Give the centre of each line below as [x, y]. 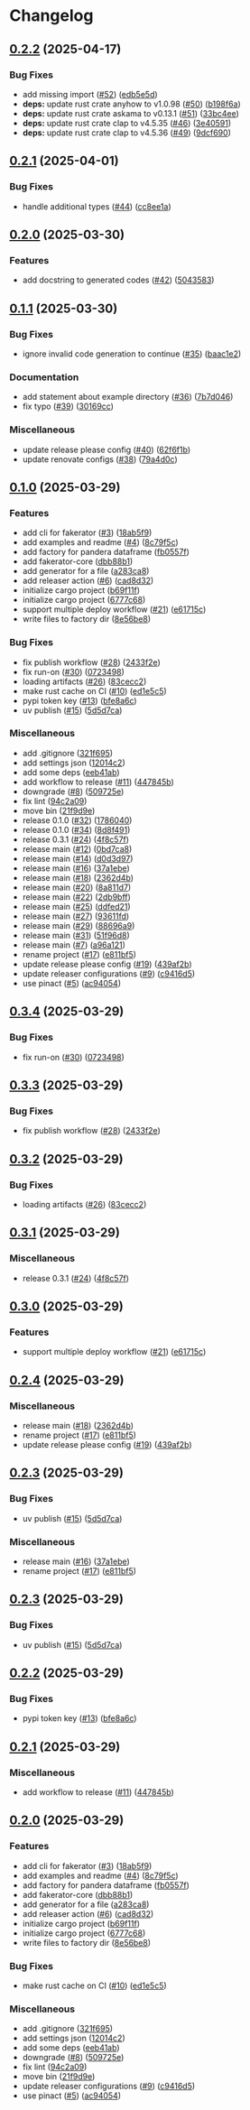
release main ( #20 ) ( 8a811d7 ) [77, 887]
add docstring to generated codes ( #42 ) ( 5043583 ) [118, 280]
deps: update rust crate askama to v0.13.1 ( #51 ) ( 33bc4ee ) [130, 113]
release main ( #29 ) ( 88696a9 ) [79, 925]
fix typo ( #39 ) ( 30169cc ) [68, 406]
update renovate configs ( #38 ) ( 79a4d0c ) [100, 459]
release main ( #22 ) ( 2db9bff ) [76, 897]
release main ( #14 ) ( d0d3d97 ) [78, 858]
